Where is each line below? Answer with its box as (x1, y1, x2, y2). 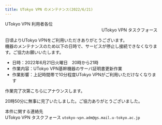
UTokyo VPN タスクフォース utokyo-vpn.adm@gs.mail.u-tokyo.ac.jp (5, 114, 140, 120)
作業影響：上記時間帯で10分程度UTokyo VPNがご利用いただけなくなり (12, 71, 152, 77)
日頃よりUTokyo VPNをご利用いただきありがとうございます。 (5, 37, 127, 43)
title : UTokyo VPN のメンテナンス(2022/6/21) (5, 7, 93, 12)
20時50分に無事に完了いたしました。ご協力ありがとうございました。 (5, 98, 143, 104)
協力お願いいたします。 (17, 49, 64, 55)
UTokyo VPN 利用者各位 (5, 21, 53, 27)
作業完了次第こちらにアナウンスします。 (5, 88, 86, 94)
